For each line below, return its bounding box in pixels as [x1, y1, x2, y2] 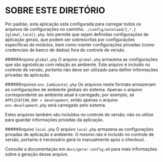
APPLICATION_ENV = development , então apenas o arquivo [5, 97, 118, 102]
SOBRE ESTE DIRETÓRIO [5, 5, 106, 16]
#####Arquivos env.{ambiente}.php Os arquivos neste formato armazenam [5, 81, 156, 87]
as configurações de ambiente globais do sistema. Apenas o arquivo [5, 86, 143, 92]
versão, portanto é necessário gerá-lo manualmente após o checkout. [5, 137, 145, 142]
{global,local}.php [5, 32, 45, 37]
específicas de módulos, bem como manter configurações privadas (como [5, 41, 155, 47]
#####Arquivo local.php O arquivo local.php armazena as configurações [5, 126, 154, 132]
